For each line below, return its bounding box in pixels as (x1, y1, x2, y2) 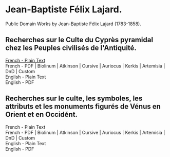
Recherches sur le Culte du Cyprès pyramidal (5, 36, 153, 44)
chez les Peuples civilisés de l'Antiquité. (5, 44, 137, 53)
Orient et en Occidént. (5, 110, 78, 119)
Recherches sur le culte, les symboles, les (5, 94, 143, 103)
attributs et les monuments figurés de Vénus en (5, 102, 161, 111)
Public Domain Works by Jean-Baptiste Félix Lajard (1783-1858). (5, 21, 141, 27)
